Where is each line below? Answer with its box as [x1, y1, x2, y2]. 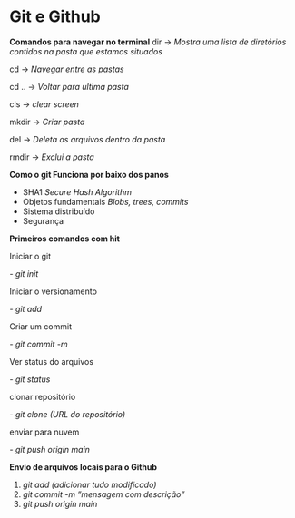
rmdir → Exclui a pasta [9, 151, 95, 162]
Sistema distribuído [22, 206, 95, 217]
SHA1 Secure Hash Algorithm [22, 186, 132, 197]
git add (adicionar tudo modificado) [22, 479, 157, 490]
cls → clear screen [9, 98, 80, 110]
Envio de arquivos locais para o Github [9, 461, 157, 473]
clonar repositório [9, 391, 76, 402]
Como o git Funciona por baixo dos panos [9, 169, 170, 180]
